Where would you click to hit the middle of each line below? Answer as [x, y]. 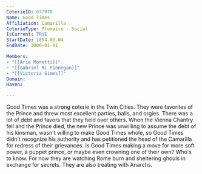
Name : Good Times [28, 18]
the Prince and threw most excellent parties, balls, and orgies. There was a [99, 114]
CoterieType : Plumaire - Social [47, 29]
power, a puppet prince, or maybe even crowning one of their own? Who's [99, 152]
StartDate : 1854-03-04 [35, 40]
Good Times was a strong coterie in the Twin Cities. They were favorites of [99, 107]
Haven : [15, 85]
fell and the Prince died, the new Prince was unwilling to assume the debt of [101, 126]
